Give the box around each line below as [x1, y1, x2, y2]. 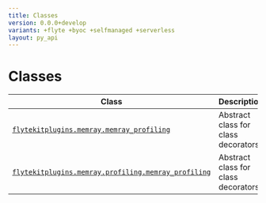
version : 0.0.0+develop [8, 19, 87, 27]
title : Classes [8, 11, 59, 20]
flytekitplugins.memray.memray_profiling [12, 126, 171, 134]
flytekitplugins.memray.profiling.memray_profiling [12, 167, 211, 177]
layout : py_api [8, 33, 59, 42]
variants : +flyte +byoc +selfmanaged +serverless [8, 26, 176, 34]
